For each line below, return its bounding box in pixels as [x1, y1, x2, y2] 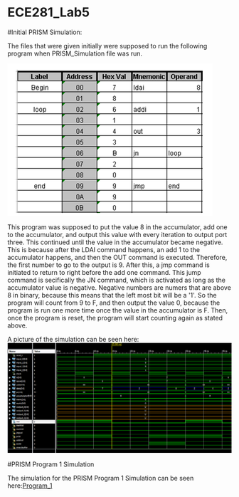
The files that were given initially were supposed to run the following [7, 41, 208, 50]
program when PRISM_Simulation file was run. [7, 49, 143, 58]
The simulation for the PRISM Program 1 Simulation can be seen [7, 474, 194, 482]
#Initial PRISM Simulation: [7, 28, 83, 36]
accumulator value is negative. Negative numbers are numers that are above [7, 283, 231, 292]
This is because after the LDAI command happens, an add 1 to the [7, 245, 201, 253]
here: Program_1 [7, 481, 53, 490]
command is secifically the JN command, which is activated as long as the [7, 276, 226, 284]
